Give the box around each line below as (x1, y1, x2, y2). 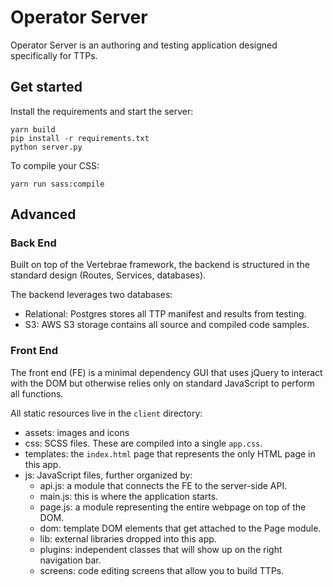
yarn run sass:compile (10, 179, 105, 189)
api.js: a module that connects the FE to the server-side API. (39, 479, 288, 491)
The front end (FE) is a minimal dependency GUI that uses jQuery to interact (10, 366, 323, 378)
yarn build (10, 124, 56, 135)
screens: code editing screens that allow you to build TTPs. (39, 564, 285, 576)
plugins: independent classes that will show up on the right (39, 543, 283, 555)
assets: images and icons (24, 426, 130, 438)
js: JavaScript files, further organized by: (24, 469, 193, 481)
